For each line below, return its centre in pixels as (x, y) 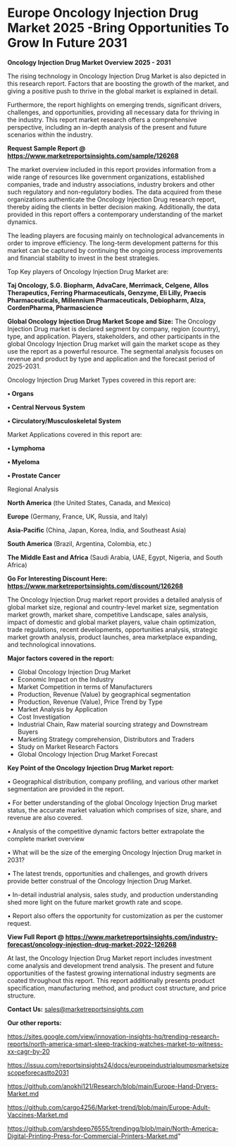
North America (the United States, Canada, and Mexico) (89, 502)
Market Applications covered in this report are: (75, 434)
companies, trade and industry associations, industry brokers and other (111, 184)
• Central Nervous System (46, 407)
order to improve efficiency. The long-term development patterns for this (113, 243)
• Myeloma (24, 461)
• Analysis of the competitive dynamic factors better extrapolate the (106, 831)
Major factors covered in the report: (61, 658)
